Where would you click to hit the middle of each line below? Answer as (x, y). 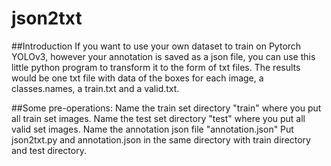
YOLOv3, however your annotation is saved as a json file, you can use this (163, 56)
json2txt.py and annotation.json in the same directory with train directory (161, 139)
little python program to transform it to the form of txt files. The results (156, 67)
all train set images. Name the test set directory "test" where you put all (158, 118)
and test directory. (49, 150)
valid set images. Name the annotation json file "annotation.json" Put (152, 129)
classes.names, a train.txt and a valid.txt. (95, 88)
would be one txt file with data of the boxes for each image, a (137, 78)
